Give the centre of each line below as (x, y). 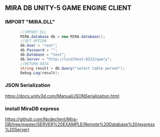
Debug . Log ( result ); (40, 73)
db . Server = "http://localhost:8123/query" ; (66, 59)
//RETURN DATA (35, 64)
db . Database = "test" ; (43, 55)
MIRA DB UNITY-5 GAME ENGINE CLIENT (68, 8)
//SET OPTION (34, 41)
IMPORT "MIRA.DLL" (30, 22)
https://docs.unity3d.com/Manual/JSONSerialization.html (62, 96)
